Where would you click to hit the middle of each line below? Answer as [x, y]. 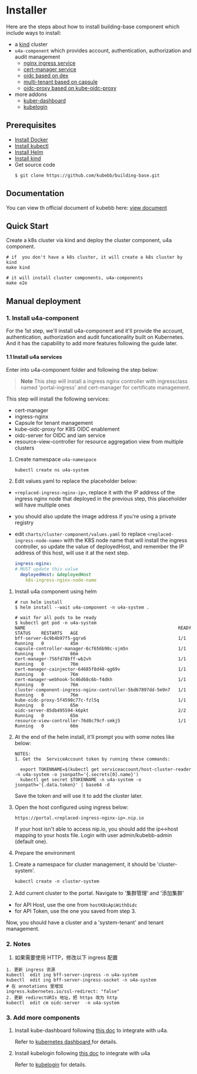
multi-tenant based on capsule [61, 82]
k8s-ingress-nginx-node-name [61, 580]
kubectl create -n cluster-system [57, 881]
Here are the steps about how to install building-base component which [93, 27]
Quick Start [27, 226]
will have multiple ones [42, 505]
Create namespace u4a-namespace [56, 460]
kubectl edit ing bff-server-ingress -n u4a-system [72, 975]
